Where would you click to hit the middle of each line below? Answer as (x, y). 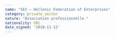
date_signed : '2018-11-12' (33, 27)
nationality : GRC (23, 23)
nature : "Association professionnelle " (47, 18)
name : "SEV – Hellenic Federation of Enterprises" (58, 9)
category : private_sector (31, 14)
